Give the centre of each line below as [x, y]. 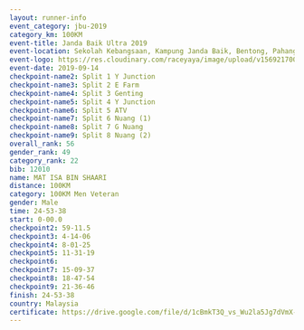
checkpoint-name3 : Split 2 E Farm [75, 85]
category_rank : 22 [44, 160]
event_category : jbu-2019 [58, 26]
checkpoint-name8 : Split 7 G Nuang [76, 127]
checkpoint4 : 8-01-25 [50, 245]
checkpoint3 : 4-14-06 [50, 236]
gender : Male [34, 203]
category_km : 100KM [46, 34]
